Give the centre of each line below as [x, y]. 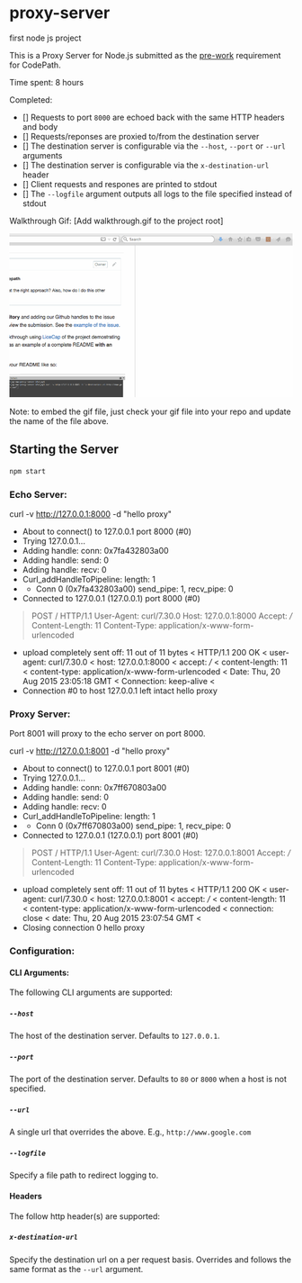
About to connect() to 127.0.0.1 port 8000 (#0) [107, 532]
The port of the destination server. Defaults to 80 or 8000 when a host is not [148, 1080]
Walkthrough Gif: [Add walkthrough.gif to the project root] [116, 221]
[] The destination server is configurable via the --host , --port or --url [154, 146]
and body [40, 126]
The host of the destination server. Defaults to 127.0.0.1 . [115, 1036]
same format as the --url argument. [76, 1269]
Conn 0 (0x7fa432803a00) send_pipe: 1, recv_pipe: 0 [134, 589]
